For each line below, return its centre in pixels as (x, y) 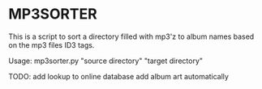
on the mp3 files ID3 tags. (52, 44)
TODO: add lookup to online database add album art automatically (119, 76)
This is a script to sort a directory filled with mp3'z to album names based (131, 36)
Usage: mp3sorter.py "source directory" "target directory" (106, 61)
